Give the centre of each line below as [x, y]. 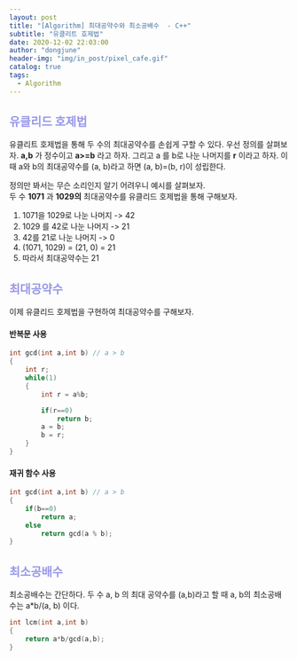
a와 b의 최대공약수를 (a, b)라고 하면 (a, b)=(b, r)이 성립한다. [122, 167]
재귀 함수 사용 [32, 473]
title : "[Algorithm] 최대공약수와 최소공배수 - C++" [100, 26]
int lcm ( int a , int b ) [49, 623]
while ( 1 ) [41, 378]
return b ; [74, 419]
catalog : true [35, 67]
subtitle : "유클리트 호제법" [56, 34]
